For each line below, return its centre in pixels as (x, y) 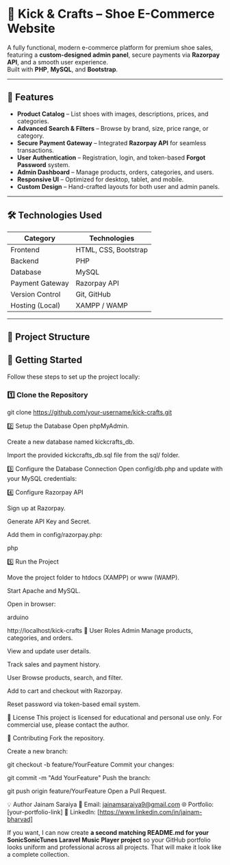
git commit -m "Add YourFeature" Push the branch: (79, 778)
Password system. (43, 164)
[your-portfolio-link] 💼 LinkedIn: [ (53, 812)
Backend (25, 261)
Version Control (36, 294)
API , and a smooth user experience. (57, 62)
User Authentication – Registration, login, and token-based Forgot (111, 158)
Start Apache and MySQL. (44, 591)
